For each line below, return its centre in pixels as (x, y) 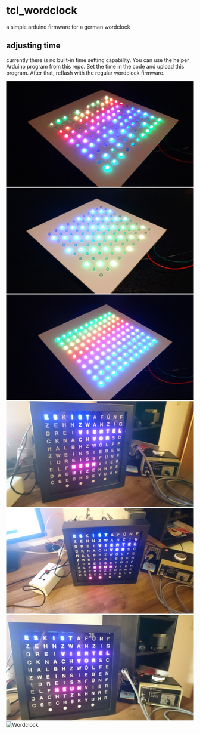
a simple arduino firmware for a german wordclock (68, 27)
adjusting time (33, 46)
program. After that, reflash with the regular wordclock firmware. (85, 73)
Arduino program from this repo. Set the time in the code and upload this (95, 66)
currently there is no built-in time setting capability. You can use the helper (98, 60)
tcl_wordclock (42, 10)
